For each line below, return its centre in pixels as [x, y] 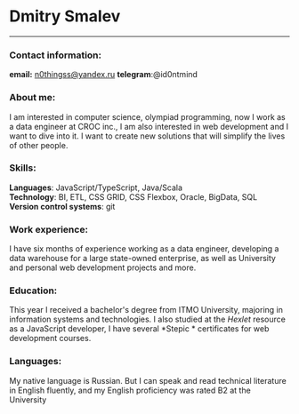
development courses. [50, 338]
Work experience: [49, 229]
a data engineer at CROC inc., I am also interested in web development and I [149, 126]
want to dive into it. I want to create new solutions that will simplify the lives [147, 136]
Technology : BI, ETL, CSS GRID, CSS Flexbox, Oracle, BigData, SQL [133, 196]
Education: [33, 291]
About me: [32, 98]
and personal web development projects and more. [103, 267]
